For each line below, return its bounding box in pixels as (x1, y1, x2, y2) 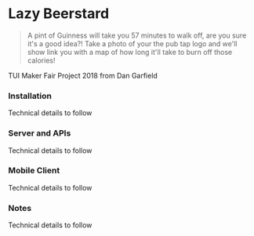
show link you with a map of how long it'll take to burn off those (27, 47, 233, 56)
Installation (8, 90, 53, 101)
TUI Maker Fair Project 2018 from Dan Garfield (8, 71, 158, 80)
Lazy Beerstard (8, 5, 110, 23)
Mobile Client (8, 165, 60, 176)
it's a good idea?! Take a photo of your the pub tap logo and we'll (27, 38, 238, 48)
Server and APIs (8, 128, 71, 139)
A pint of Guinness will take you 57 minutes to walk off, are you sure (27, 31, 247, 40)
